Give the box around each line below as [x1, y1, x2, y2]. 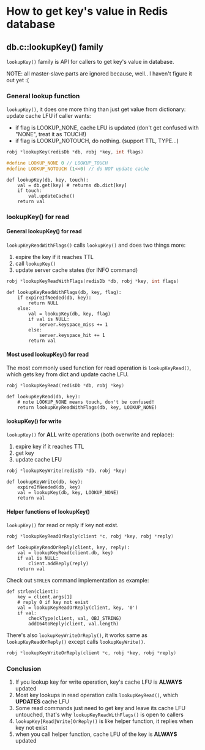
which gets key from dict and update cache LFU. [6, 371, 129, 378]
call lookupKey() [15, 260, 56, 268]
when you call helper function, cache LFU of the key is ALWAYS [15, 730, 177, 738]
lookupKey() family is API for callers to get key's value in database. [6, 58, 174, 65]
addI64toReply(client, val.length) [28, 621, 119, 627]
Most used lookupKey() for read [6, 350, 89, 358]
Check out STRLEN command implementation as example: [6, 577, 149, 584]
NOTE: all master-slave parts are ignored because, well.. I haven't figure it [6, 70, 193, 77]
